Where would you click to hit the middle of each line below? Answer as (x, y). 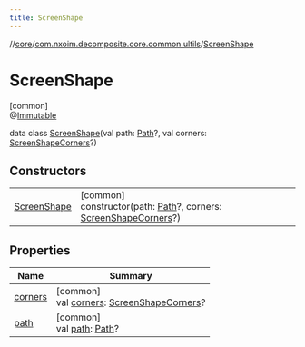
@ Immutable (33, 115)
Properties (40, 250)
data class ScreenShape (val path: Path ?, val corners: (108, 133)
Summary (131, 276)
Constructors (48, 170)
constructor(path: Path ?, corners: (151, 207)
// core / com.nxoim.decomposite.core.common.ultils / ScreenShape (132, 44)
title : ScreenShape (46, 18)
